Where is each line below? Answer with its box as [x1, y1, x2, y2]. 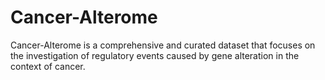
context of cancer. [10, 60, 86, 72]
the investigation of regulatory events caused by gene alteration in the [10, 49, 300, 61]
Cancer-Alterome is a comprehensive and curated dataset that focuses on [10, 39, 316, 51]
